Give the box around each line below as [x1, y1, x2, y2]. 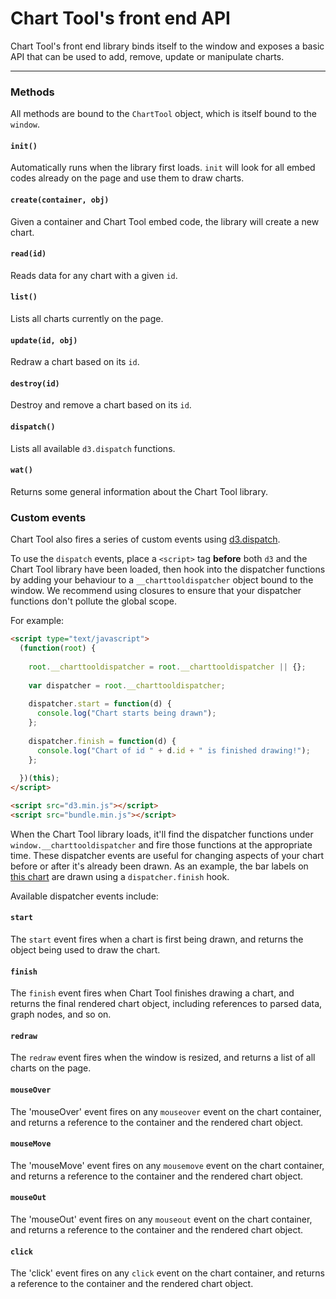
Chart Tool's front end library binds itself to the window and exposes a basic [10, 40, 325, 52]
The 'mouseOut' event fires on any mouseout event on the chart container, [10, 1213, 313, 1225]
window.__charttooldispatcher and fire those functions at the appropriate [10, 838, 313, 851]
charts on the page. [10, 1062, 92, 1074]
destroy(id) [10, 378, 60, 389]
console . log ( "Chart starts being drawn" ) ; [36, 708, 217, 719]
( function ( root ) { [19, 643, 97, 654]
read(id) [10, 249, 47, 259]
